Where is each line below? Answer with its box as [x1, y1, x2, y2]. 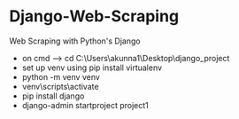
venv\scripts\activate [21, 81, 99, 91]
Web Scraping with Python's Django [9, 36, 141, 46]
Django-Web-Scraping [9, 6, 180, 27]
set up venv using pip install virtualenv [21, 62, 162, 73]
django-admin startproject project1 [21, 99, 149, 110]
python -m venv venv [21, 71, 100, 82]
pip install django [21, 91, 85, 101]
